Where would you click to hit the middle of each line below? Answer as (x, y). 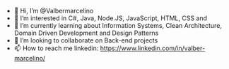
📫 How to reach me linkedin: (56, 48)
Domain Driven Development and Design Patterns (86, 33)
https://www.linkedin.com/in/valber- (153, 48)
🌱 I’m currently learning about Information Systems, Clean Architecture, (118, 25)
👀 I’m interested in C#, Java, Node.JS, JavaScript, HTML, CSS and (110, 18)
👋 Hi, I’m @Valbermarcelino (54, 11)
